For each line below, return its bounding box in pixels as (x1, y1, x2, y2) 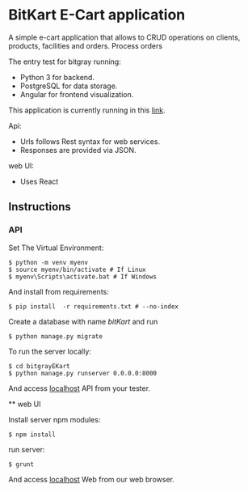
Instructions (8, 200, 71, 214)
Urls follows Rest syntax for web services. (19, 136, 160, 146)
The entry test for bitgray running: (8, 57, 121, 66)
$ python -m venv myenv (8, 258, 89, 266)
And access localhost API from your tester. (8, 383, 151, 393)
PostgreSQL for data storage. (19, 81, 118, 91)
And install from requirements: (8, 286, 109, 296)
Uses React (19, 176, 59, 186)
